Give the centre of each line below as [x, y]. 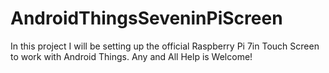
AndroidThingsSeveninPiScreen [146, 18]
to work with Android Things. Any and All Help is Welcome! [131, 56]
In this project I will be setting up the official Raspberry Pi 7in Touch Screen [165, 46]
